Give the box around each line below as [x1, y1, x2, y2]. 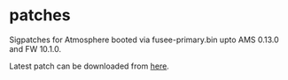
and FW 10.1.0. [9, 43, 62, 54]
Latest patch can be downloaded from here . [9, 61, 170, 71]
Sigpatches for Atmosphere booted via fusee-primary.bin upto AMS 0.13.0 [9, 34, 279, 45]
